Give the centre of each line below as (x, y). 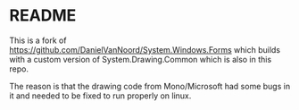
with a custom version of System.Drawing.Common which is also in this (141, 59)
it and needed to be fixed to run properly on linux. (100, 96)
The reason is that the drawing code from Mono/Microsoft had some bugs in (150, 86)
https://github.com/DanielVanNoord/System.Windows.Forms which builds (145, 49)
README (43, 16)
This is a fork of (38, 40)
